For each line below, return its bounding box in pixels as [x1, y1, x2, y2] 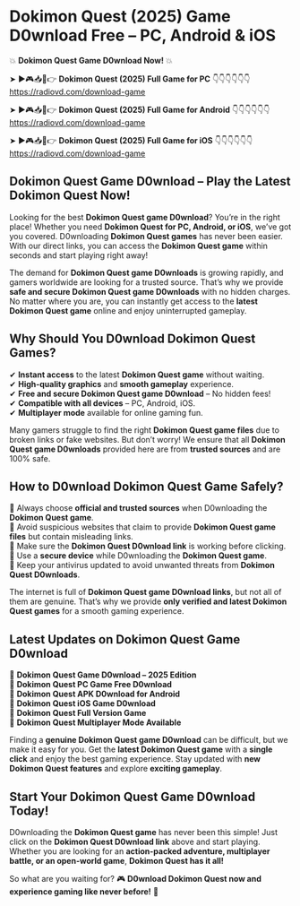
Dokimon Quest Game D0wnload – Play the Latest [9, 174, 291, 189]
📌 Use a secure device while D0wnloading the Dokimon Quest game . [9, 550, 267, 561]
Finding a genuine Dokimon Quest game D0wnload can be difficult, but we [9, 735, 288, 746]
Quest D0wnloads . [9, 569, 81, 580]
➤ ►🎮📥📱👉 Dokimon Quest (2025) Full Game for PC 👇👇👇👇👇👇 [9, 73, 251, 84]
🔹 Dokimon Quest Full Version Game [9, 708, 147, 719]
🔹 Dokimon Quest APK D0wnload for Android [9, 688, 181, 700]
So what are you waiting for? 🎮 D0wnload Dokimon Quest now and [9, 874, 262, 884]
